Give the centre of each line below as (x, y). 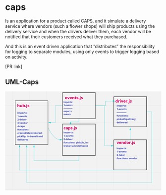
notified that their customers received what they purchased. (66, 37)
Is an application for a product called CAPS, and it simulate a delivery (76, 21)
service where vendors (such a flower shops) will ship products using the (80, 26)
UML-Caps (22, 82)
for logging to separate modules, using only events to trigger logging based (82, 52)
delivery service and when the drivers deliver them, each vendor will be (78, 31)
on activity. (16, 57)
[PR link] (14, 66)
